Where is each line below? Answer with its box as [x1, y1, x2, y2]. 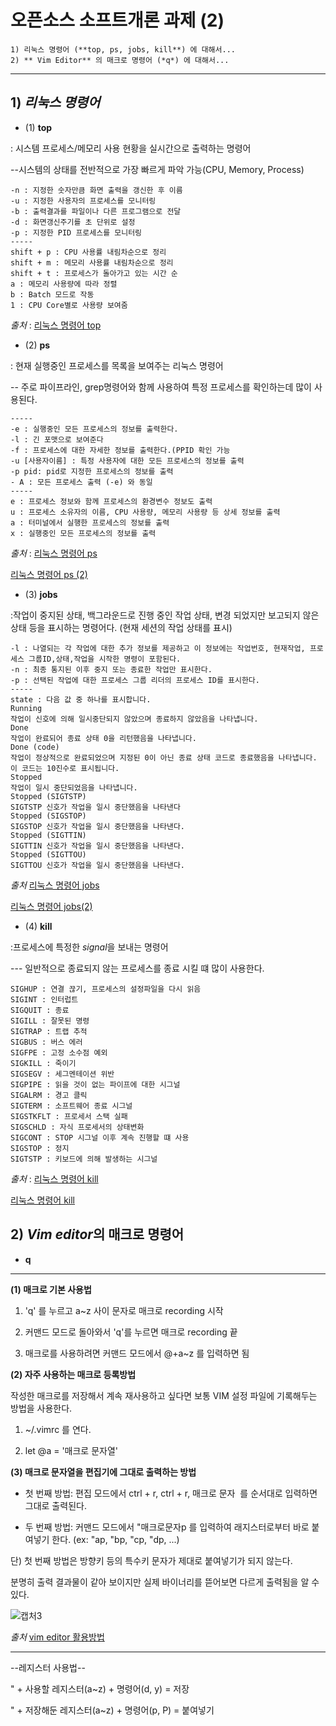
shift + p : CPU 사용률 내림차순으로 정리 [10, 247, 167, 257]
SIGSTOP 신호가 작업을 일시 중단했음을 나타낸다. [10, 821, 186, 831]
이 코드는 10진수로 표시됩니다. [10, 763, 120, 773]
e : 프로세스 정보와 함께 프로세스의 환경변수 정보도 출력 [10, 496, 213, 506]
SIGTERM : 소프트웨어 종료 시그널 [10, 1101, 133, 1111]
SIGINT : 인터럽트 [10, 994, 79, 1005]
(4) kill [24, 920, 53, 932]
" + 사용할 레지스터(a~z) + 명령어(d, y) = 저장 [10, 1682, 190, 1695]
